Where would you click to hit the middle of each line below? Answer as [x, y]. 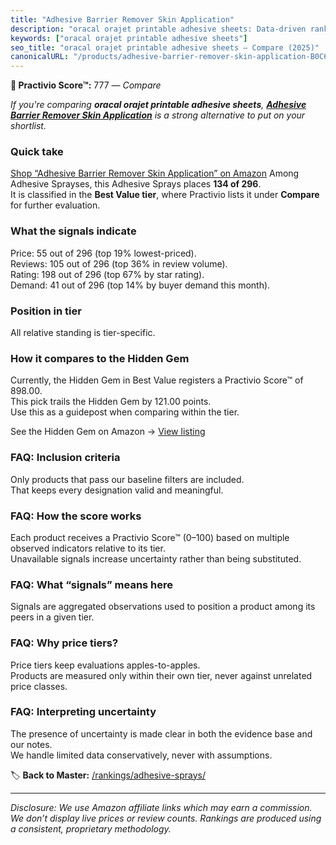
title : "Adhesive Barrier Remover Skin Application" [122, 19]
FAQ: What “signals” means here [92, 584]
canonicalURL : [40, 57]
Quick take [37, 152]
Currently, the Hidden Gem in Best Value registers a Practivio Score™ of [157, 380]
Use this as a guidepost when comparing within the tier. [125, 412]
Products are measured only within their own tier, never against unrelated [161, 675]
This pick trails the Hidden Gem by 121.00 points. [111, 402]
